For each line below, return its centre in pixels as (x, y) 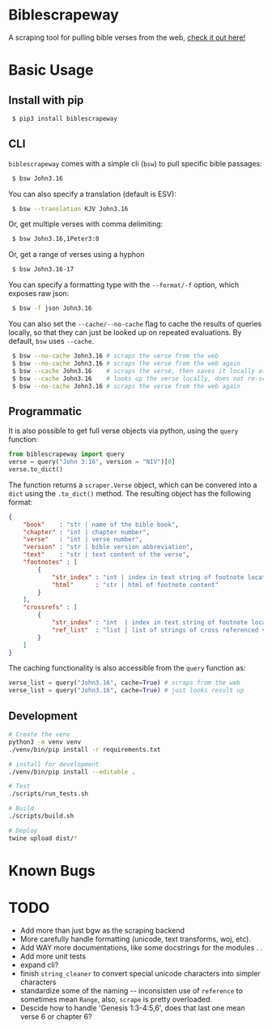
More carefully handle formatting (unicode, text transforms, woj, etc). (135, 939)
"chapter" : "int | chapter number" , (87, 532)
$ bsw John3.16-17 (43, 269)
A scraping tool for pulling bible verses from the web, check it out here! (127, 37)
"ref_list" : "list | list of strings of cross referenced (155, 630)
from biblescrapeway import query (67, 454)
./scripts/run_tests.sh (49, 794)
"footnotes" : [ (51, 562)
